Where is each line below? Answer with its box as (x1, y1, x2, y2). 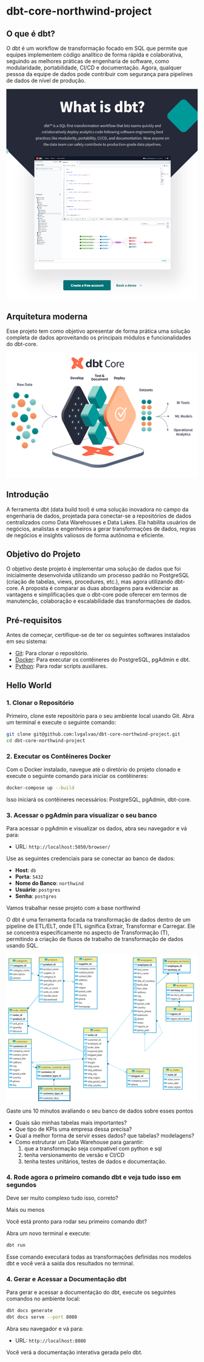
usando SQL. (6, 942, 39, 950)
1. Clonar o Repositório (6, 698, 74, 707)
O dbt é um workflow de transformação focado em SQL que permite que (6, 44, 188, 52)
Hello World (6, 680, 52, 690)
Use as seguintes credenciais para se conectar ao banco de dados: (6, 855, 175, 862)
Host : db (15, 867, 36, 874)
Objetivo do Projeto (6, 549, 81, 559)
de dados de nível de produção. (6, 77, 86, 84)
